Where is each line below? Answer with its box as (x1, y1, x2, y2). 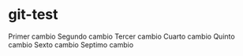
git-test (8, 6, 58, 24)
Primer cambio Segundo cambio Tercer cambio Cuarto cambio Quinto (8, 32, 235, 41)
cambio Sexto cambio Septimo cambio (8, 39, 134, 49)
